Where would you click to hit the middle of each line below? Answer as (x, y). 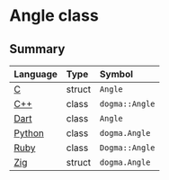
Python (29, 133)
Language (36, 74)
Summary (37, 49)
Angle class (54, 16)
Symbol (116, 74)
